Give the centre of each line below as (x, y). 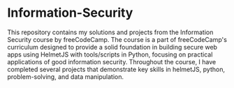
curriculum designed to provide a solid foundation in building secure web (112, 47)
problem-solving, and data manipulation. (66, 76)
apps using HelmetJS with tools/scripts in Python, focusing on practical (110, 54)
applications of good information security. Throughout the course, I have (112, 61)
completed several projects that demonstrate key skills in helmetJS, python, (116, 69)
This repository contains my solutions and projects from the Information (110, 32)
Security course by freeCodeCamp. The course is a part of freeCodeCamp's (117, 39)
